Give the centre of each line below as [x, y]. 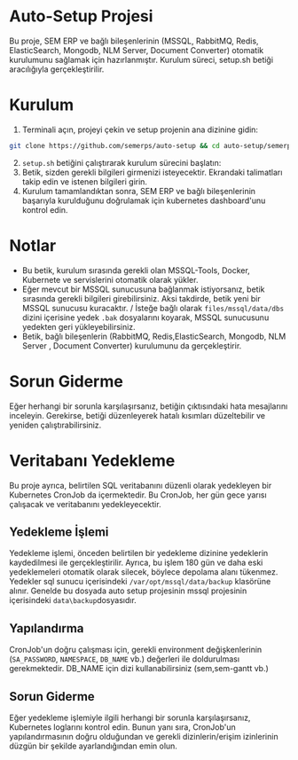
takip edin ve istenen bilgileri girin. [85, 181]
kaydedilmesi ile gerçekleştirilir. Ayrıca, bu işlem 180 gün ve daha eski [136, 563]
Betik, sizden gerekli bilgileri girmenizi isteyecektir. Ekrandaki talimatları [152, 172]
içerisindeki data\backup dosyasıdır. [73, 600]
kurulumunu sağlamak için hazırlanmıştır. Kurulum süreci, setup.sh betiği [141, 59]
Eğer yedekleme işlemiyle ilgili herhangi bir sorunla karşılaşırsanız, [130, 717]
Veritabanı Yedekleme [92, 461]
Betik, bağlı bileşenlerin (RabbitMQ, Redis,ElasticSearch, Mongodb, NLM [154, 336]
